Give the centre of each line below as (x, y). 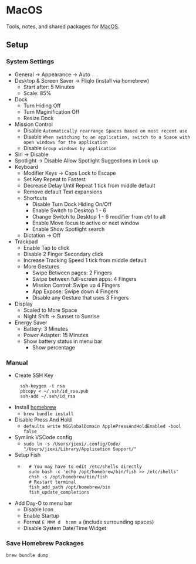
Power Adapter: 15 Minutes (56, 335)
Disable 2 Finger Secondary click (63, 254)
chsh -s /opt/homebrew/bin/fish (68, 477)
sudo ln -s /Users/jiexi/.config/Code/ (72, 444)
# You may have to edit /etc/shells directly (85, 467)
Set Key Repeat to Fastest (55, 179)
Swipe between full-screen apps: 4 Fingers (84, 278)
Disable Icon (38, 509)
